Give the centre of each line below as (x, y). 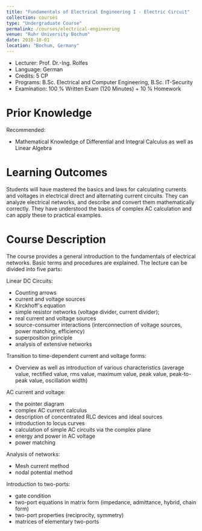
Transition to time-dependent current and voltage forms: (76, 355)
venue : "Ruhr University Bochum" (48, 35)
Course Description (56, 239)
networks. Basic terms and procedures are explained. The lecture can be (97, 262)
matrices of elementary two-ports (57, 521)
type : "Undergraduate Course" (44, 23)
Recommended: (26, 130)
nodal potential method (44, 472)
